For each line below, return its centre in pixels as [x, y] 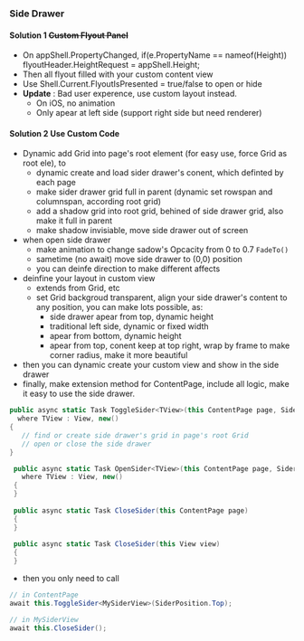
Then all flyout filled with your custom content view [118, 74]
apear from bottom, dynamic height [116, 336]
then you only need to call [71, 579]
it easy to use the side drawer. [79, 394]
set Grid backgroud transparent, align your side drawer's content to [161, 297]
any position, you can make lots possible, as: [119, 307]
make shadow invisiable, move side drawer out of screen [142, 231]
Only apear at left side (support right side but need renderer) [149, 113]
